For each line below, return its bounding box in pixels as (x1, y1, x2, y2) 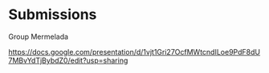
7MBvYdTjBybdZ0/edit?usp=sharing (8, 56, 128, 65)
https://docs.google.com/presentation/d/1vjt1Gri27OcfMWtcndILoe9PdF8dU (8, 47, 261, 56)
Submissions (8, 6, 97, 24)
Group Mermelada (8, 32, 69, 41)
